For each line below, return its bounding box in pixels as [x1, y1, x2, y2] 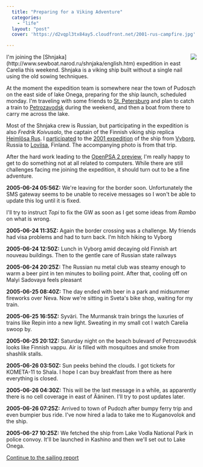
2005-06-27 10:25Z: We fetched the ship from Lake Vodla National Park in [6, 429, 193, 437]
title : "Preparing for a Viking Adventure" [11, 8, 123, 15]
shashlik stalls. [6, 350, 43, 358]
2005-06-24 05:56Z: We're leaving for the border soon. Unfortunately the [6, 184, 193, 192]
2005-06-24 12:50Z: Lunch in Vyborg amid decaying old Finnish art [6, 245, 177, 252]
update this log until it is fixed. [6, 197, 81, 204]
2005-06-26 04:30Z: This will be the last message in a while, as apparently [6, 386, 196, 394]
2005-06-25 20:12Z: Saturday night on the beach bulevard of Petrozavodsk [6, 337, 197, 344]
